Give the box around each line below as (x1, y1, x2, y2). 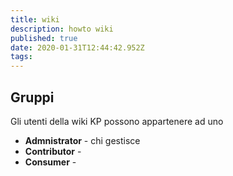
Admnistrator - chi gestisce (24, 134, 141, 146)
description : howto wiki (10, 24, 114, 34)
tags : (10, 52, 33, 62)
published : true (10, 33, 78, 43)
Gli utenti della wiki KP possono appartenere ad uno (10, 115, 224, 127)
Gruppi (10, 89, 55, 106)
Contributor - (24, 145, 82, 157)
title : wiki (10, 14, 60, 25)
